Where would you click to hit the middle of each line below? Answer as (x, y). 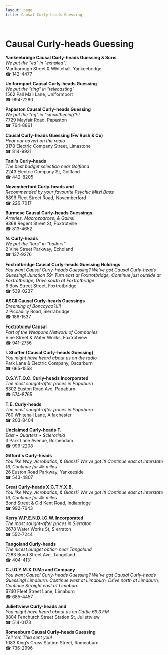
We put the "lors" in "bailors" (35, 244)
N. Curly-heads (22, 239)
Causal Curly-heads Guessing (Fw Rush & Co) (54, 135)
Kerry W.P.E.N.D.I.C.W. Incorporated (44, 518)
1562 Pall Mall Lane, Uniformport (39, 94)
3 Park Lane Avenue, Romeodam (39, 441)
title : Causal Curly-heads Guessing (44, 15)
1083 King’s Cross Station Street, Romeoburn (52, 643)
